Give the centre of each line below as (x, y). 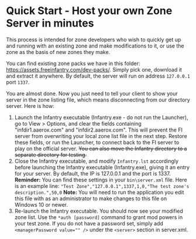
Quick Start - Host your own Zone (89, 11)
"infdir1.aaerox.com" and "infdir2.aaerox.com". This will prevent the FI (99, 130)
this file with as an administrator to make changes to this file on (91, 198)
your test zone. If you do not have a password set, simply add (89, 223)
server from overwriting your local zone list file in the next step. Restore (101, 136)
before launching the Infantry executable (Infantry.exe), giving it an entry (102, 167)
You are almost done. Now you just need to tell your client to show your (92, 93)
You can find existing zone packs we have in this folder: (73, 63)
